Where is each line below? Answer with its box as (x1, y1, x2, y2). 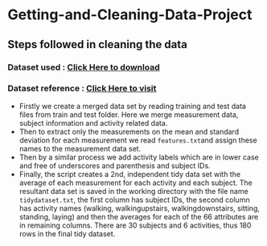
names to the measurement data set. (18, 143, 142, 153)
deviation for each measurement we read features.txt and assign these (18, 135, 258, 145)
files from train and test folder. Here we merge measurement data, (18, 110, 239, 119)
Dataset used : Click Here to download (7, 62, 160, 73)
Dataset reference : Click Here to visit (7, 83, 157, 94)
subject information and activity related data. (18, 118, 168, 127)
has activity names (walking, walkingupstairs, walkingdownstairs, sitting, (18, 203, 261, 213)
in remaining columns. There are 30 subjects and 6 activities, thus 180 (18, 220, 252, 230)
